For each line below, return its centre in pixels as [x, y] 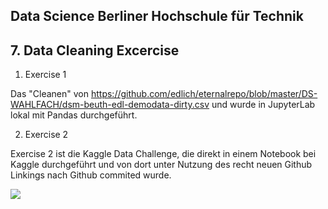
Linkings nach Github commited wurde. [91, 175]
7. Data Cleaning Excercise [95, 50]
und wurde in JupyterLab [263, 105]
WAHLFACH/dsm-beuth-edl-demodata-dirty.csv [110, 105]
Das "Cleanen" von [50, 94]
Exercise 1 [45, 75]
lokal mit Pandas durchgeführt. [74, 115]
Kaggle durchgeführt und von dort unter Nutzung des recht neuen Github [161, 165]
